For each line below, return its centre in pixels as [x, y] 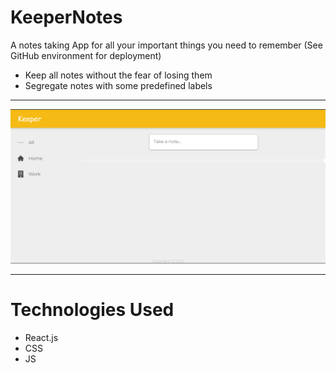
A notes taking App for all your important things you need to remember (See [166, 45]
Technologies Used [92, 310]
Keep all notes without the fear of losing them [118, 75]
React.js [41, 337]
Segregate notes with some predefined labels [118, 85]
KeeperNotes [66, 17]
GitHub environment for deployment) [86, 55]
